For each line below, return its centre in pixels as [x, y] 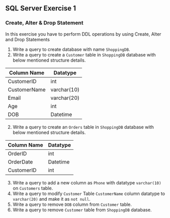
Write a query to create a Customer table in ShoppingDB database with [84, 54]
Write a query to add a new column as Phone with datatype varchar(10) [87, 182]
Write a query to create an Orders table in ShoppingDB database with [83, 127]
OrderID [17, 153]
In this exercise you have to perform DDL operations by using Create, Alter [83, 34]
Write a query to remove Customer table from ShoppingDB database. [82, 210]
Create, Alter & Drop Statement [45, 23]
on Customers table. [33, 188]
